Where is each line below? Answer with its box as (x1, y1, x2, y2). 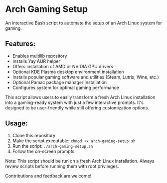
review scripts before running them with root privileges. (5, 163, 119, 169)
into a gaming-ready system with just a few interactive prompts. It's (5, 99, 144, 105)
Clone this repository (12, 132, 56, 138)
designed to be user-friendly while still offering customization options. (5, 104, 150, 110)
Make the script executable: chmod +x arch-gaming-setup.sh (12, 138, 136, 144)
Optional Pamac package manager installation (12, 79, 107, 85)
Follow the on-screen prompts (12, 148, 75, 154)
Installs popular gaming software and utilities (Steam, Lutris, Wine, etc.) (12, 74, 160, 80)
